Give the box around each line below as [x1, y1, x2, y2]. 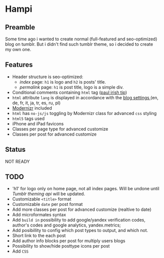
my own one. [5, 47, 31, 52]
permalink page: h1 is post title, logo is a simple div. [19, 84, 124, 90]
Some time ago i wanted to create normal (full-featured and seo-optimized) [5, 36, 158, 42]
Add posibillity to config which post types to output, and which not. [12, 228, 148, 233]
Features [5, 60, 33, 69]
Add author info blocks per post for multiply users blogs [12, 238, 126, 244]
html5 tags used [12, 115, 45, 121]
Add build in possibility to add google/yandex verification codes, [12, 217, 146, 223]
